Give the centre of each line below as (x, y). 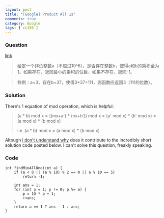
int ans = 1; (27, 185)
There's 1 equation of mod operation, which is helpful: (59, 106)
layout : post (18, 10)
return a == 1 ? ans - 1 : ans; (47, 207)
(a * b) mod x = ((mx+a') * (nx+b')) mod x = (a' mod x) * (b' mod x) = (86, 115)
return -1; (34, 177)
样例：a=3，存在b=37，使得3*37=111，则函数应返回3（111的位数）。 (86, 82)
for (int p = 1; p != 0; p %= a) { (50, 190)
